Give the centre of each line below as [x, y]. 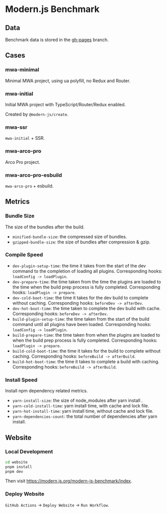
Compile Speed [24, 255]
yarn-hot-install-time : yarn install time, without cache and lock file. [83, 411]
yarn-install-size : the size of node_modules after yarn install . [78, 401]
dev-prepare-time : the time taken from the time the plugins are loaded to [86, 282]
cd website [16, 462]
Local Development [29, 452]
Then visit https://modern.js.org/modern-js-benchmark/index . [69, 481]
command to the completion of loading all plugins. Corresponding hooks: [87, 271]
